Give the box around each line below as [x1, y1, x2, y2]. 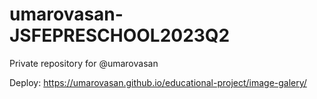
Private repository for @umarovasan [9, 57, 159, 69]
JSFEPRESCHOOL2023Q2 [9, 24, 231, 47]
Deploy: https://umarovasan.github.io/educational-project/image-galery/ [9, 76, 307, 88]
